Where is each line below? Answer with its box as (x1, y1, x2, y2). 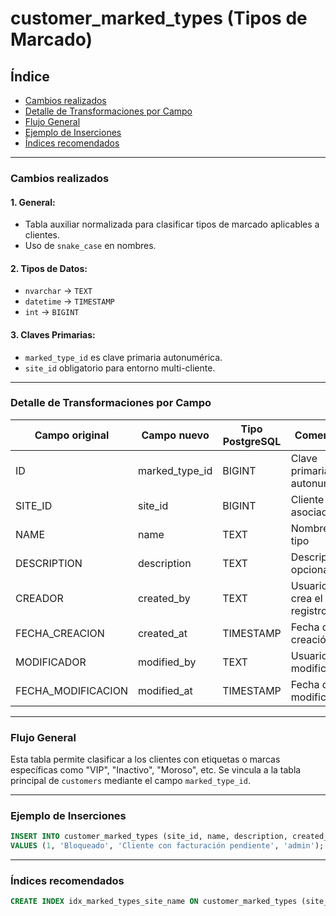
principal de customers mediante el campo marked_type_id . (10, 775, 251, 787)
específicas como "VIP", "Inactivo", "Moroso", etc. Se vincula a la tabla (10, 764, 302, 776)
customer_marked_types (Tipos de (10, 7, 308, 30)
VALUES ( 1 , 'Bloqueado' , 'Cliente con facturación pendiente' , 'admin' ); (10, 841, 325, 851)
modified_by (137, 655, 197, 669)
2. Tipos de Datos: (10, 262, 88, 274)
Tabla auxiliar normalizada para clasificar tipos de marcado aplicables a (24, 218, 320, 231)
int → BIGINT (24, 306, 80, 318)
